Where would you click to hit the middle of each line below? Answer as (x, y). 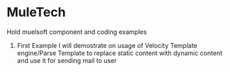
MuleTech (36, 12)
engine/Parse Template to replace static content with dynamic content (120, 53)
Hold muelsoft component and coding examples (77, 32)
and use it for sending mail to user (67, 60)
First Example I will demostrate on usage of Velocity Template (107, 45)
